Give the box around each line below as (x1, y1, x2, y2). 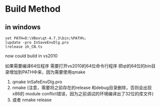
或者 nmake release (12, 97, 52, 103)
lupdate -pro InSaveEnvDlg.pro (5, 40, 69, 45)
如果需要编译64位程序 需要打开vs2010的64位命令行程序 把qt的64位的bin (5, 63, 152, 69)
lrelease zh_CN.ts (5, 44, 43, 49)
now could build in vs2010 (5, 53, 58, 59)
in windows (5, 23, 41, 31)
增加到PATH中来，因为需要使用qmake (9, 69, 86, 75)
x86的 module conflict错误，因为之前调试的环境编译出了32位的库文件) (12, 91, 154, 96)
